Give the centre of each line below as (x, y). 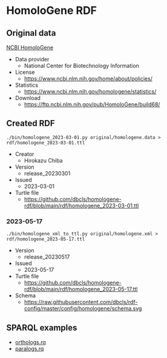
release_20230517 (47, 257)
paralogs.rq (29, 348)
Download (28, 98)
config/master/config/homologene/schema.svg (83, 309)
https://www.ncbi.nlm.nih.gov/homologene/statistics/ (90, 91)
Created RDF (31, 123)
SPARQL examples (42, 327)
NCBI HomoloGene (30, 47)
